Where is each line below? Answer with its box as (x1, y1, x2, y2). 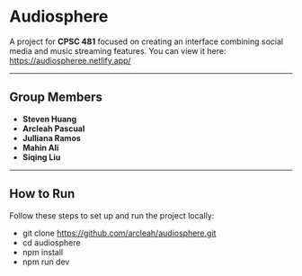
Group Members (9, 90, 103, 105)
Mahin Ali (22, 142, 59, 153)
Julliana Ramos (22, 132, 81, 143)
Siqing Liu (22, 151, 61, 163)
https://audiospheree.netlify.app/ (9, 55, 132, 66)
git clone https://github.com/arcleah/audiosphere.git (22, 227, 217, 238)
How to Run (9, 186, 75, 201)
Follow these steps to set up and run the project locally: (9, 209, 215, 221)
